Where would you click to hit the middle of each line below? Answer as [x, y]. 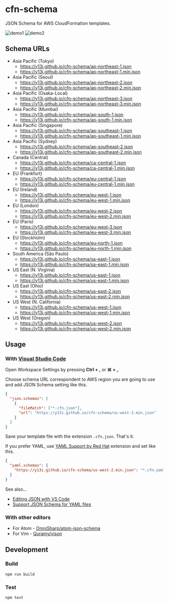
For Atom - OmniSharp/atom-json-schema [56, 528]
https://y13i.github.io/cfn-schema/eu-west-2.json [71, 211]
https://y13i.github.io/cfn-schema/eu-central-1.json [73, 179]
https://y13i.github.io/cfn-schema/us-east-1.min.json [74, 280]
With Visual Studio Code [36, 359]
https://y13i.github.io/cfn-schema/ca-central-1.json [73, 163]
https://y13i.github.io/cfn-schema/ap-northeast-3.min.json [80, 104]
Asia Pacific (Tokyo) [33, 61]
